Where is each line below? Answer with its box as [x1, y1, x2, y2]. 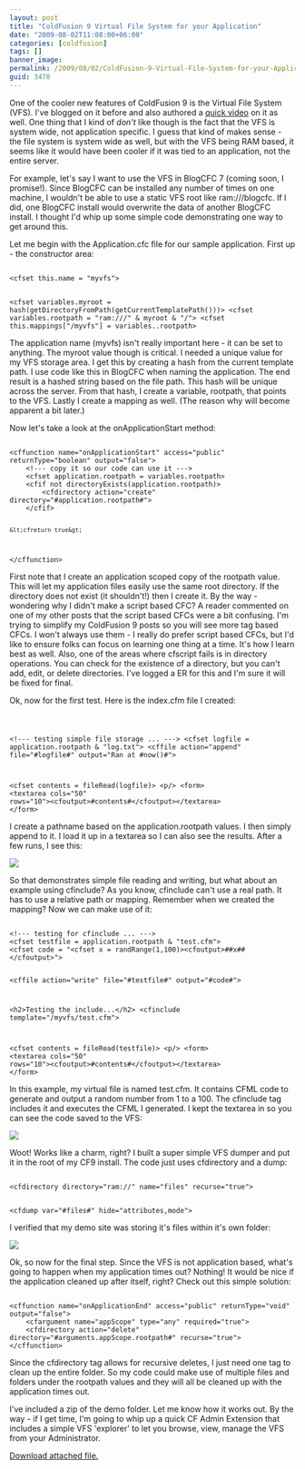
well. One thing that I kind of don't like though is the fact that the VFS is [9, 116, 275, 127]
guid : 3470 [9, 73, 51, 82]
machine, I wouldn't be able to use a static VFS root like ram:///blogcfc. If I [9, 192, 287, 202]
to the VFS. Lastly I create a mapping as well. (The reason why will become [9, 395, 290, 406]
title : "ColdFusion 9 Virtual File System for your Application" [9, 22, 261, 31]
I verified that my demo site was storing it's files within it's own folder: [9, 1222, 271, 1233]
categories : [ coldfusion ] [9, 38, 107, 48]
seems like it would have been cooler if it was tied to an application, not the [9, 145, 290, 156]
